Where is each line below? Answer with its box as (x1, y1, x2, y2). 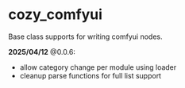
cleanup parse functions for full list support (19, 71, 161, 80)
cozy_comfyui (8, 6, 103, 24)
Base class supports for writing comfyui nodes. (8, 32, 163, 41)
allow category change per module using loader (19, 62, 177, 72)
